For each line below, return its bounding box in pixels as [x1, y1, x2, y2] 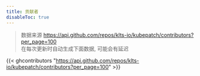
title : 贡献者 [6, 8, 39, 15]
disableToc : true [6, 14, 50, 20]
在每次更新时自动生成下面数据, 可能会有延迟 [20, 45, 129, 52]
